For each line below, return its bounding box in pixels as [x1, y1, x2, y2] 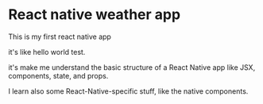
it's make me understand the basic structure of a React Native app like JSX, [8, 62, 256, 72]
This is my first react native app [8, 32, 111, 41]
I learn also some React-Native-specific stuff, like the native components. [8, 86, 249, 96]
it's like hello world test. [8, 47, 86, 56]
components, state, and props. [8, 71, 109, 80]
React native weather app [8, 6, 181, 24]
